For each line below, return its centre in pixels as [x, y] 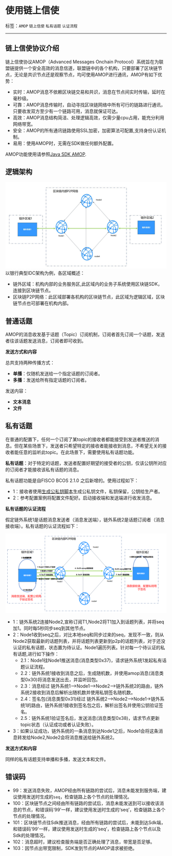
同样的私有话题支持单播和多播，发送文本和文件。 [57, 759]
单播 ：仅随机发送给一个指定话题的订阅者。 [58, 374]
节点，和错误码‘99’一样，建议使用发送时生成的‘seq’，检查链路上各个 [93, 809]
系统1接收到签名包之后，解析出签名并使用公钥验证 [106, 705]
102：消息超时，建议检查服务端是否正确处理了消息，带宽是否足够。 [84, 842]
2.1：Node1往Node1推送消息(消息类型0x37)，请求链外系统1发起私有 [91, 660]
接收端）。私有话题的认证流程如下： [42, 526]
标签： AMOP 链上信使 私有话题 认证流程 [41, 26]
